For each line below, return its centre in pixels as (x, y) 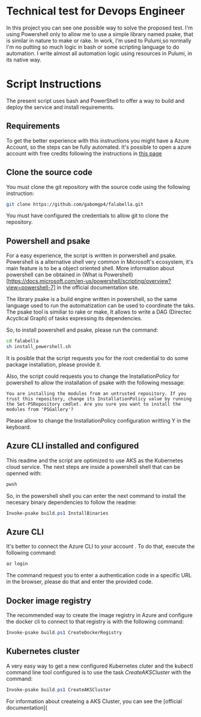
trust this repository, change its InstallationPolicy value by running (99, 399)
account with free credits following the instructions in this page (84, 153)
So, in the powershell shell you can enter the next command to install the (96, 495)
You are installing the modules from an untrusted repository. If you (96, 393)
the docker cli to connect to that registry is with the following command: (95, 622)
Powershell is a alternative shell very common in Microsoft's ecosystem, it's (100, 262)
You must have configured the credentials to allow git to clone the (88, 216)
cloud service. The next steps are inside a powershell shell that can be (93, 467)
